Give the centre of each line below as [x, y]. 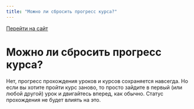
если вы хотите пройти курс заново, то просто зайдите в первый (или [94, 87]
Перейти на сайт [27, 28]
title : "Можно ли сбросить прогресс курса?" [62, 11]
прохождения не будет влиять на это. [54, 100]
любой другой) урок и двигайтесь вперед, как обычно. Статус [85, 93]
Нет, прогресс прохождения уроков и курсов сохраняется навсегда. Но [97, 81]
